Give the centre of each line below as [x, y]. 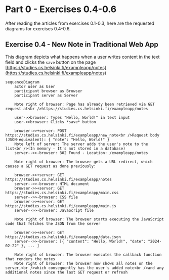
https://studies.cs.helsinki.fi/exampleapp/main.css [62, 193]
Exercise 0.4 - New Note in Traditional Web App [82, 45]
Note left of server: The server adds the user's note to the [81, 144]
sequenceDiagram [22, 82]
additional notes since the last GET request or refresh [67, 272]
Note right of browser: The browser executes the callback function [88, 254]
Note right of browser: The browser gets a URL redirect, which [83, 162]
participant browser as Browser [48, 91]
